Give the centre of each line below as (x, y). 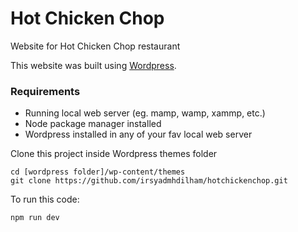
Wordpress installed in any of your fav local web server (138, 134)
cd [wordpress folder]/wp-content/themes (98, 172)
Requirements (45, 91)
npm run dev (35, 218)
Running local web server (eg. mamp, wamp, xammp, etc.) (145, 113)
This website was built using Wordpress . (93, 65)
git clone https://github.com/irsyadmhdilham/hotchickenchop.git (149, 181)
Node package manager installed (93, 124)
